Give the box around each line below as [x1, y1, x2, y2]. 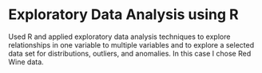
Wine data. [8, 57, 44, 67]
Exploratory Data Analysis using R [8, 6, 239, 24]
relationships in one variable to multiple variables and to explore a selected [8, 40, 254, 49]
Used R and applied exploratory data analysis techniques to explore [8, 32, 231, 41]
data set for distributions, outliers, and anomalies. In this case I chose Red [8, 48, 252, 58]
